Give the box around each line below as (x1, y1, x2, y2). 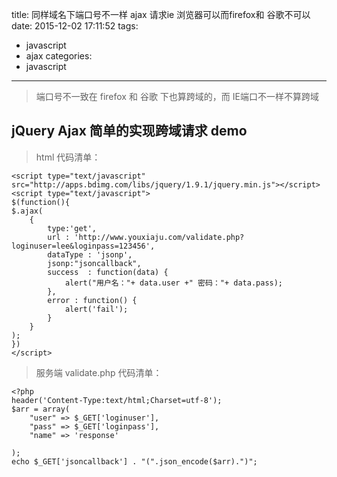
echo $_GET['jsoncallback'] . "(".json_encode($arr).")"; (11, 456, 258, 467)
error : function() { (47, 295, 138, 305)
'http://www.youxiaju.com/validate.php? (74, 232, 245, 242)
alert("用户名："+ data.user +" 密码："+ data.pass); (64, 278, 284, 288)
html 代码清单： (35, 151, 101, 163)
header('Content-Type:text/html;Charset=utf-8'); (11, 395, 223, 405)
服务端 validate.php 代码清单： (35, 366, 163, 378)
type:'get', (47, 223, 98, 233)
